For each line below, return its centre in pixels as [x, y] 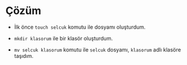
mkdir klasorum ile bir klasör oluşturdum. [63, 38]
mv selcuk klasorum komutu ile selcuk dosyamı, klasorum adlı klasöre [97, 49]
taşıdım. [24, 56]
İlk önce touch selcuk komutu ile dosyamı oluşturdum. [80, 27]
